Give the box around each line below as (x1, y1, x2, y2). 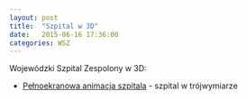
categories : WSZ (9, 38, 70, 48)
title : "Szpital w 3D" (9, 22, 99, 31)
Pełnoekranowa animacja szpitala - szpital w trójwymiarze (22, 80, 239, 91)
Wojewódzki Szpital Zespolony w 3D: (9, 63, 147, 74)
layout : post (9, 13, 59, 23)
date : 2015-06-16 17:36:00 (9, 30, 119, 39)
